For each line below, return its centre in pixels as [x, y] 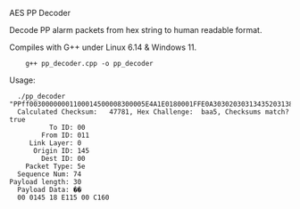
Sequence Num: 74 [50, 174]
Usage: [22, 80]
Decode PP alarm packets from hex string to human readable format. [136, 30]
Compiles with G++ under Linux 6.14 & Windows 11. [103, 47]
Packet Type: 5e [56, 166]
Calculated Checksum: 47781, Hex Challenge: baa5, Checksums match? [154, 112]
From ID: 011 [66, 135]
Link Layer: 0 [55, 143]
